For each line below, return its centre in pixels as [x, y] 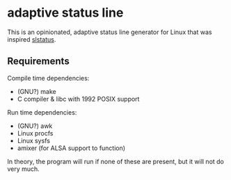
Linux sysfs [34, 140]
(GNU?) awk [35, 126]
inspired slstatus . [32, 39]
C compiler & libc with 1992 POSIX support [78, 99]
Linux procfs [35, 133]
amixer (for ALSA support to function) [71, 148]
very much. [23, 169]
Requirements [38, 62]
